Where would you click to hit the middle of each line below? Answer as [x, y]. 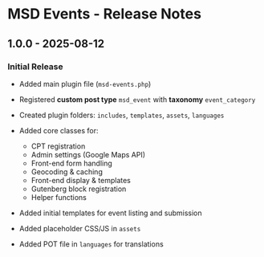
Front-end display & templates [81, 180]
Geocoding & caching [67, 171]
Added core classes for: [59, 130]
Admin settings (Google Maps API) [88, 154]
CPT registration [58, 146]
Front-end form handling [72, 163]
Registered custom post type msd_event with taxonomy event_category [137, 99]
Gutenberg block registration [79, 189]
